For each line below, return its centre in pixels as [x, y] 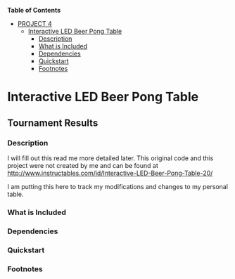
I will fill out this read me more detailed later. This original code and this [110, 158]
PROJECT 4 [35, 24]
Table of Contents [34, 10]
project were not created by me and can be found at [83, 165]
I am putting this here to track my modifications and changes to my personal [118, 186]
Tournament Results [53, 123]
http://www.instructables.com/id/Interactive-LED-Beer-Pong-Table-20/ [110, 173]
